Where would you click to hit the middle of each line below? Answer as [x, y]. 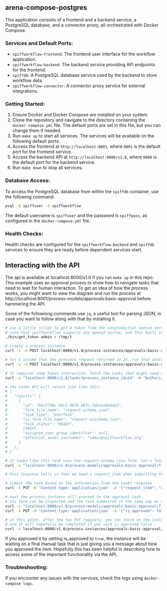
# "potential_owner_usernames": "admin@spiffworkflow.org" [74, 438]
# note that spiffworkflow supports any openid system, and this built [81, 333]
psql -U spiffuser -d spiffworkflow [43, 206]
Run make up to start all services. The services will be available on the [83, 136]
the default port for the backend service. [54, 162]
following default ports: [36, 141]
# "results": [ [23, 396]
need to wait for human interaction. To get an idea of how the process [77, 288]
